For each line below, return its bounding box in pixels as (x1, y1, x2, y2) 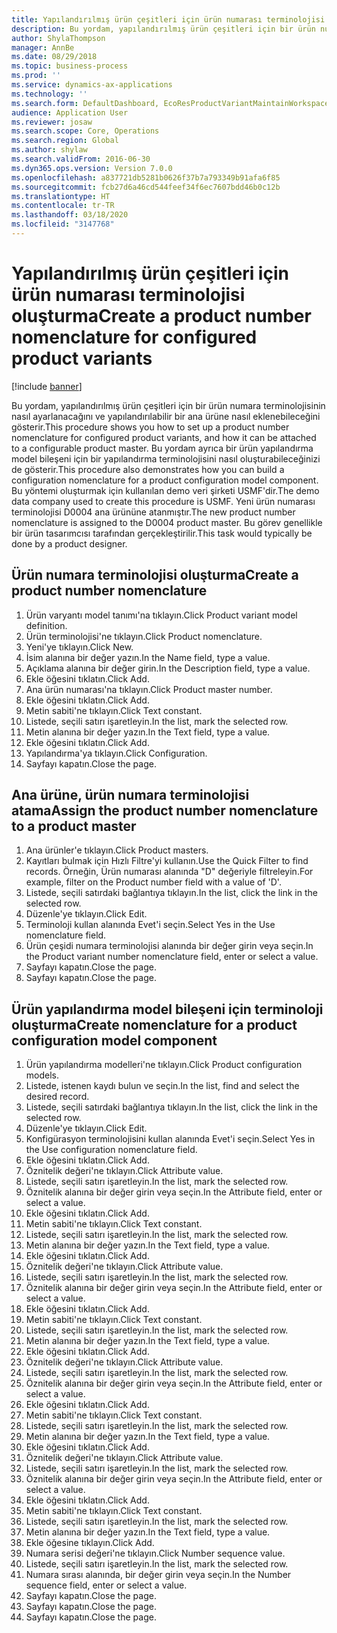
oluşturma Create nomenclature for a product (11, 1016, 298, 1033)
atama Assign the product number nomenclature (11, 802, 319, 820)
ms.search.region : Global (11, 136, 119, 146)
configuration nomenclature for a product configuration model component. (11, 474, 319, 486)
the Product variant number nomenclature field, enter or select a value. (25, 951, 319, 963)
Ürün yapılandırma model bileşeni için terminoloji (11, 1001, 324, 1018)
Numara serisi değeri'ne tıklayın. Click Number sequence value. (25, 1547, 286, 1560)
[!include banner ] (11, 380, 83, 392)
